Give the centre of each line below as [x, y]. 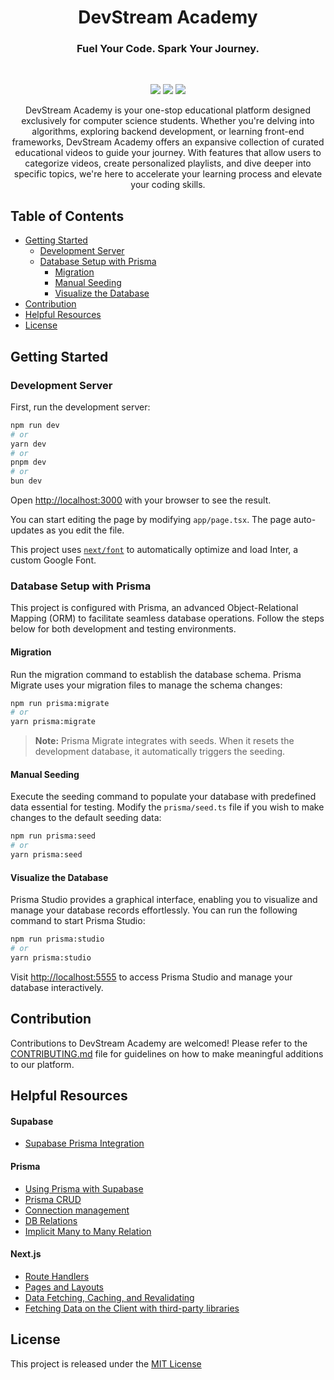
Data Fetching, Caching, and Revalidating [109, 1297]
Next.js [26, 1254]
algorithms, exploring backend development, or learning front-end [168, 132]
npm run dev [35, 425]
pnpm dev [28, 462]
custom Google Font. [53, 560]
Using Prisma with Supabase [84, 1188]
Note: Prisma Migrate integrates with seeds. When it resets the [164, 741]
